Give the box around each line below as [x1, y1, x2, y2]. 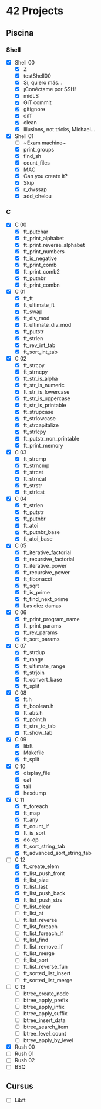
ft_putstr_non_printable [23, 435, 80, 442]
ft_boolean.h [23, 702, 54, 709]
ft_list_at [23, 909, 44, 917]
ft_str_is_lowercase [23, 388, 70, 396]
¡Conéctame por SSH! [23, 86, 76, 93]
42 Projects [6, 4, 63, 18]
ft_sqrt [23, 582, 39, 589]
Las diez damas [23, 602, 62, 609]
